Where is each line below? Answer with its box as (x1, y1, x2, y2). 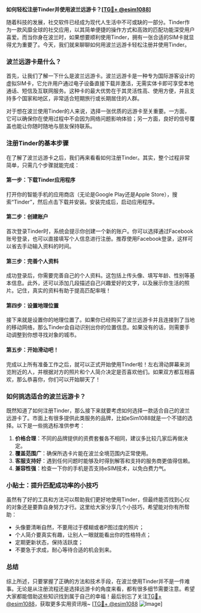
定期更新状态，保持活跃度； (14, 539, 84, 546)
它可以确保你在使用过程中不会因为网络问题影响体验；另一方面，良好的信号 (6, 115, 190, 122)
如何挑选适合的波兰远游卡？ (6, 392, 86, 400)
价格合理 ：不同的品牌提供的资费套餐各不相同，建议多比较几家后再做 (14, 435, 183, 442)
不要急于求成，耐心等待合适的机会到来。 (14, 546, 115, 554)
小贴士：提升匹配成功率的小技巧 (6, 481, 99, 489)
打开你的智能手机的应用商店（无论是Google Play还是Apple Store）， (6, 190, 172, 198)
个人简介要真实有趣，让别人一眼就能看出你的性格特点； (14, 531, 151, 539)
